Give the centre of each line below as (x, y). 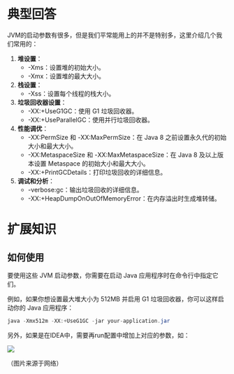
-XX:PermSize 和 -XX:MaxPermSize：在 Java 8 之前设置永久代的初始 (127, 137)
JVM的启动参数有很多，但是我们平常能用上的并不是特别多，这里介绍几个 (112, 35)
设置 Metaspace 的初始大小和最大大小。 (92, 163)
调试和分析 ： (36, 181)
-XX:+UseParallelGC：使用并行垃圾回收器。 (90, 120)
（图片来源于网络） (35, 363)
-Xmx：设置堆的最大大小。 (66, 76)
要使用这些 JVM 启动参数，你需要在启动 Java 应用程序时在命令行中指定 (110, 275)
